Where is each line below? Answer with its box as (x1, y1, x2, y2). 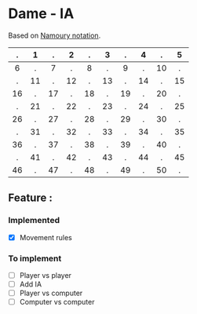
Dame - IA (8, 5, 75, 23)
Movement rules (19, 232, 73, 242)
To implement (8, 253, 62, 264)
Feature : (8, 192, 53, 205)
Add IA (19, 279, 42, 289)
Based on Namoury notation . (8, 31, 101, 40)
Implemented (8, 215, 60, 226)
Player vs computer (19, 288, 83, 298)
